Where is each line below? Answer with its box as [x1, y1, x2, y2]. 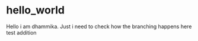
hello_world [6, 4, 65, 17]
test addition [6, 29, 37, 36]
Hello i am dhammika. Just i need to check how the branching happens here [6, 23, 192, 30]
